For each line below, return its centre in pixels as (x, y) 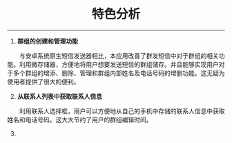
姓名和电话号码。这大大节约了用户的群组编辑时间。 (80, 120)
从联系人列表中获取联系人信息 (59, 96)
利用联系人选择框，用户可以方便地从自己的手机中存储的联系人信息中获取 (122, 111)
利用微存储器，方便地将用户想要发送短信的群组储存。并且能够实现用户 (119, 64)
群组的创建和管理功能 (47, 41)
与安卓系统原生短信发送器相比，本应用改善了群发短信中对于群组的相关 (119, 55)
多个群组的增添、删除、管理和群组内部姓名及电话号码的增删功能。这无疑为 (119, 73)
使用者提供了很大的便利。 (43, 82)
